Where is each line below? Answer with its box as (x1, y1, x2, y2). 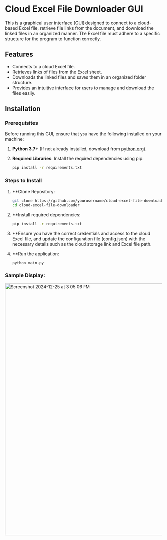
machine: (5, 136, 24, 142)
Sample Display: (5, 272, 46, 279)
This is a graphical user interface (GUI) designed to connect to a (5, 20, 137, 26)
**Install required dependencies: (12, 212, 81, 218)
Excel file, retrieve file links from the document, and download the (19, 25, 154, 31)
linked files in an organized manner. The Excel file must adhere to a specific (5, 30, 160, 36)
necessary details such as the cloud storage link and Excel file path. (12, 241, 152, 247)
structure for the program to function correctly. (5, 36, 101, 42)
